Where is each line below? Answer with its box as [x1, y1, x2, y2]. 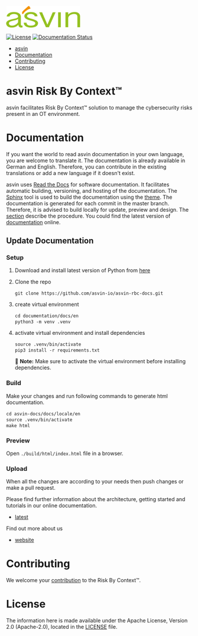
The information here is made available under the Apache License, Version [6, 617, 188, 624]
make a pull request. [6, 485, 56, 492]
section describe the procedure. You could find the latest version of [6, 212, 171, 219]
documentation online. [6, 218, 61, 225]
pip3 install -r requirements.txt [14, 347, 100, 354]
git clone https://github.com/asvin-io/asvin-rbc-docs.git [14, 290, 164, 296]
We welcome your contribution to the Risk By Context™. [6, 577, 141, 584]
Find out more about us [6, 525, 63, 532]
